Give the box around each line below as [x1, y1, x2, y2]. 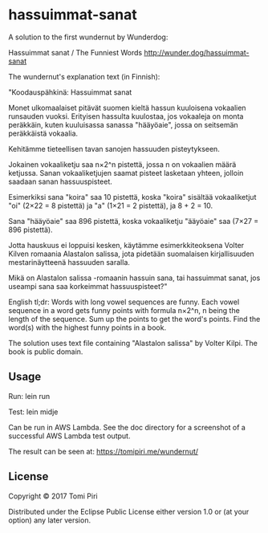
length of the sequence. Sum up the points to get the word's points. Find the [8, 314, 261, 323]
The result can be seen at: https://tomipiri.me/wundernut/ [8, 446, 199, 456]
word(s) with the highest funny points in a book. [8, 323, 167, 332]
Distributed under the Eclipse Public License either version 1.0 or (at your [8, 507, 250, 516]
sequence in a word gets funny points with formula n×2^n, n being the [8, 305, 241, 315]
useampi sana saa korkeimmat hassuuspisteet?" [8, 281, 168, 291]
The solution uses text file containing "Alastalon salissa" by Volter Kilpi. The [8, 338, 258, 348]
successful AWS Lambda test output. [8, 431, 131, 441]
